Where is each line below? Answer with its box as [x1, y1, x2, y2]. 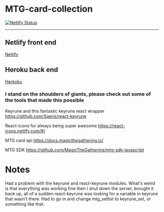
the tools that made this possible [5, 97, 84, 104]
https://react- [98, 122, 125, 128]
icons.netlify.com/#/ [5, 128, 45, 134]
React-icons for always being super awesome [5, 122, 97, 128]
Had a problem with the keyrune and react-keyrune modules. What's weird [5, 180, 155, 186]
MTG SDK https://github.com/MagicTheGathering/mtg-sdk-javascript [5, 147, 144, 153]
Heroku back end [5, 66, 59, 74]
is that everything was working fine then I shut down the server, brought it [5, 185, 154, 191]
